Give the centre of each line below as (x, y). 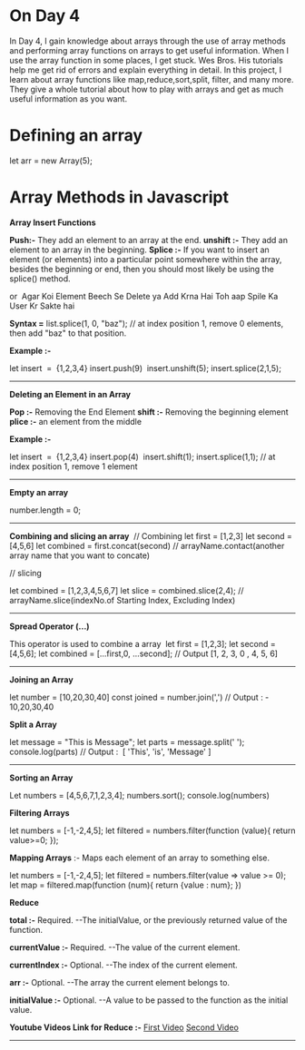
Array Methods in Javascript (119, 197)
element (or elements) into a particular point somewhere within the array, (146, 259)
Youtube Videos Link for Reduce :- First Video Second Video (124, 1027)
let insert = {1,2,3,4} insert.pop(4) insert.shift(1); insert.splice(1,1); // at (143, 456)
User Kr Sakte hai (42, 306)
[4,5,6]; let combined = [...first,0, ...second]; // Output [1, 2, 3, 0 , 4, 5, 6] (144, 653)
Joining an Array (42, 679)
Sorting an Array (41, 778)
